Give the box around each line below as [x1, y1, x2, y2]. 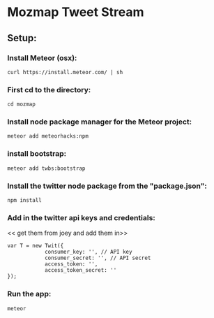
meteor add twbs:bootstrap [7, 165, 86, 172]
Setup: [7, 32, 37, 44]
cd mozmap [7, 101, 36, 108]
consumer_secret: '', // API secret [44, 254, 151, 262]
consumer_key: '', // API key [44, 249, 132, 256]
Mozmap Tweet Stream [7, 4, 144, 20]
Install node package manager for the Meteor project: [7, 117, 192, 127]
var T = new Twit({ [7, 243, 64, 250]
